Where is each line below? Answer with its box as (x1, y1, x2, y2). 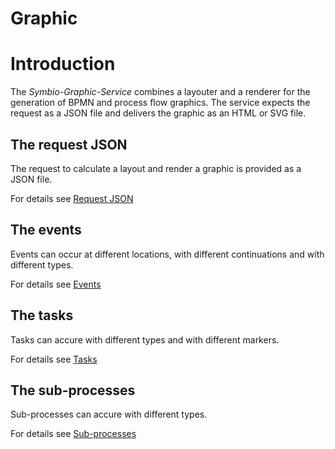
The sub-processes (10, 382, 136, 399)
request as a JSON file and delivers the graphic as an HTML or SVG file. (10, 107, 307, 119)
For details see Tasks (10, 353, 98, 365)
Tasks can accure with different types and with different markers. (10, 333, 280, 346)
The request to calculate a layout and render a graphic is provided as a (10, 162, 302, 174)
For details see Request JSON (10, 192, 134, 204)
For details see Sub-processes (10, 428, 137, 440)
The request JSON (10, 136, 128, 153)
